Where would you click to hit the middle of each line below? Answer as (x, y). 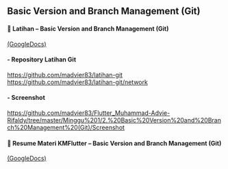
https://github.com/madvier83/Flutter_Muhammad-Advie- (89, 113)
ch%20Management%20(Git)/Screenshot (66, 127)
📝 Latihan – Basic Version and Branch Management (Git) (88, 28)
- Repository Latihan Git (42, 60)
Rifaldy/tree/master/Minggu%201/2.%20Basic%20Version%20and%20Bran (114, 120)
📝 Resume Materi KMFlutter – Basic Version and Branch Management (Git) (114, 143)
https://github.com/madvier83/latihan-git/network (78, 82)
